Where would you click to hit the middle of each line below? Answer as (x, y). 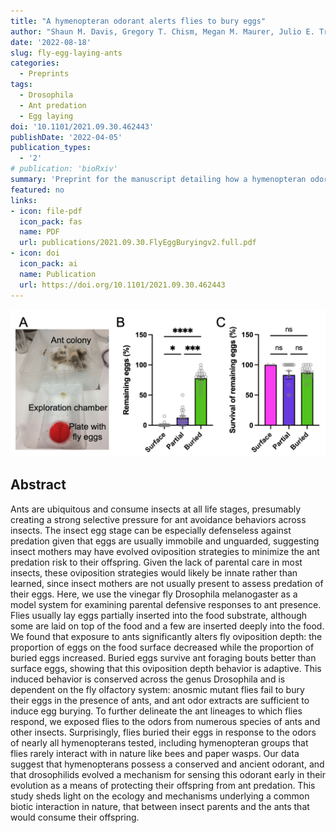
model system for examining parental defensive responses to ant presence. (166, 604)
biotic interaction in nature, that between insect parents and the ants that (160, 806)
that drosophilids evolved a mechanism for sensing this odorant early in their (168, 774)
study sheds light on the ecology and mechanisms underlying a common (160, 796)
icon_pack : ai (48, 264)
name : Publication (58, 274)
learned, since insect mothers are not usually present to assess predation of (167, 583)
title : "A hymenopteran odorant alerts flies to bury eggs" (138, 21)
